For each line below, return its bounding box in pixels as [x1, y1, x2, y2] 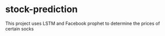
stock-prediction [5, 4, 78, 15]
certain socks [5, 25, 34, 31]
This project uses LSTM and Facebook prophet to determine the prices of [5, 20, 160, 26]
